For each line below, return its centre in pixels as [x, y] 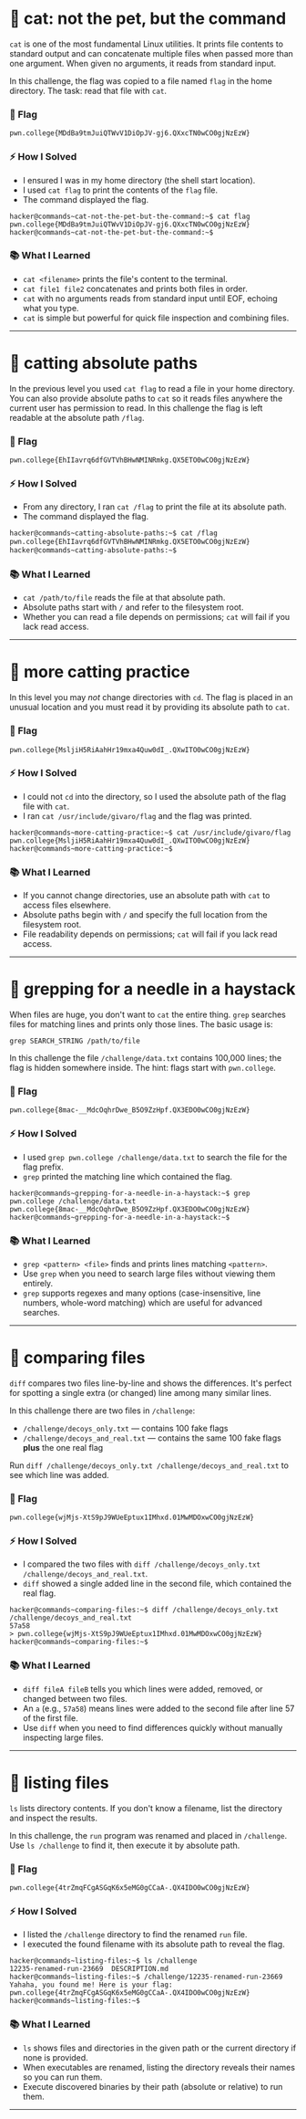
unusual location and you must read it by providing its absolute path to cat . [150, 708]
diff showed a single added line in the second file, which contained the [157, 1584]
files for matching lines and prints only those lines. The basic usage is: [141, 1024]
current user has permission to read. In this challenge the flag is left [136, 408]
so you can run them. [62, 2077]
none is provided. [55, 2057]
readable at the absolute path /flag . [77, 417]
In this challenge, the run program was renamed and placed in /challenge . [148, 1835]
